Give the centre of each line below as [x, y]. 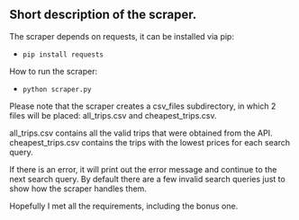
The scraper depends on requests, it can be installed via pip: [122, 36]
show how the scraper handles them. [78, 189]
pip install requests [63, 54]
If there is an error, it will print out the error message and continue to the [143, 169]
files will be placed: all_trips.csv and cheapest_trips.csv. [113, 115]
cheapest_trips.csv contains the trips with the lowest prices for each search [150, 142]
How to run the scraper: [53, 71]
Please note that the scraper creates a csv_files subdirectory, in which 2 [143, 106]
